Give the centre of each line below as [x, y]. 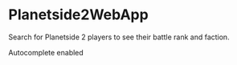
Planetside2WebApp [78, 15]
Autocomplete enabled [46, 52]
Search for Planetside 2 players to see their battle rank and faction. [119, 37]
